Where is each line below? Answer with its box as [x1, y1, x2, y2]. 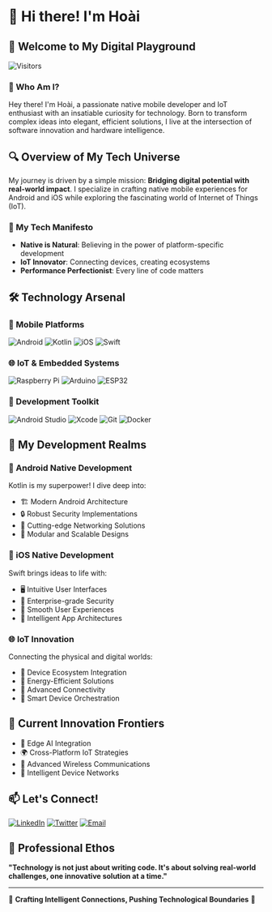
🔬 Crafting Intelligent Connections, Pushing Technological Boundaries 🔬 [8, 895, 256, 905]
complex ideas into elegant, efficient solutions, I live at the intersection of [8, 117, 253, 126]
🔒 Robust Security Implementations [19, 509, 138, 519]
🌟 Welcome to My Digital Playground [8, 40, 196, 54]
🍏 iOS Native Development [8, 550, 114, 561]
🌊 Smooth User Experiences [19, 604, 115, 614]
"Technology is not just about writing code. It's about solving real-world [8, 863, 257, 872]
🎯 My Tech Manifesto [8, 222, 94, 233]
